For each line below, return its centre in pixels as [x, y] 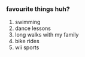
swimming [28, 22]
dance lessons [33, 28]
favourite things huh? [38, 9]
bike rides [27, 41]
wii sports [27, 47]
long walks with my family [47, 35]
